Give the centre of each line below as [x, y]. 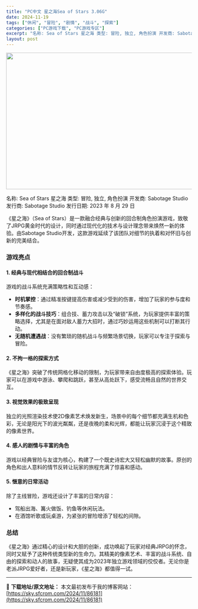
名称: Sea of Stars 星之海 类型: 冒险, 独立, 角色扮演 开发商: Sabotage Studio [97, 198]
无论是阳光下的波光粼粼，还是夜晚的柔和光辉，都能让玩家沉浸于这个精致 [104, 424]
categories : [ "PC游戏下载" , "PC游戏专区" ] [55, 28]
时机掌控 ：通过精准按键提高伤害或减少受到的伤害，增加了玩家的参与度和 [102, 299]
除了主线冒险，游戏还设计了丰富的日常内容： [60, 496]
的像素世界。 [22, 431]
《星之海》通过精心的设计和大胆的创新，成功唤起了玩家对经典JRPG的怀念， [98, 546]
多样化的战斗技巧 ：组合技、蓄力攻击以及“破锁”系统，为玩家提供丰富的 [100, 314]
